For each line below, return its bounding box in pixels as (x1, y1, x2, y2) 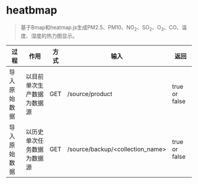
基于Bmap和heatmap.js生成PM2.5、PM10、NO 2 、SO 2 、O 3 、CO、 (20, 24, 182, 32)
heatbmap (6, 4, 58, 17)
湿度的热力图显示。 (31, 32, 78, 39)
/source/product (67, 90, 113, 98)
